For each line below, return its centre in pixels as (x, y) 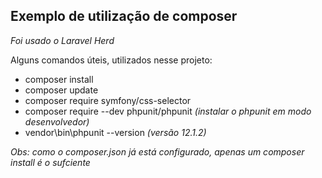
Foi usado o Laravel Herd (62, 40)
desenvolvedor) (57, 121)
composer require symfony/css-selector (108, 100)
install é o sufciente (50, 162)
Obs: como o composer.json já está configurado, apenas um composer (157, 151)
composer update (61, 90)
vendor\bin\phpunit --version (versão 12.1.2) (115, 132)
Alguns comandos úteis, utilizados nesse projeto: (111, 60)
